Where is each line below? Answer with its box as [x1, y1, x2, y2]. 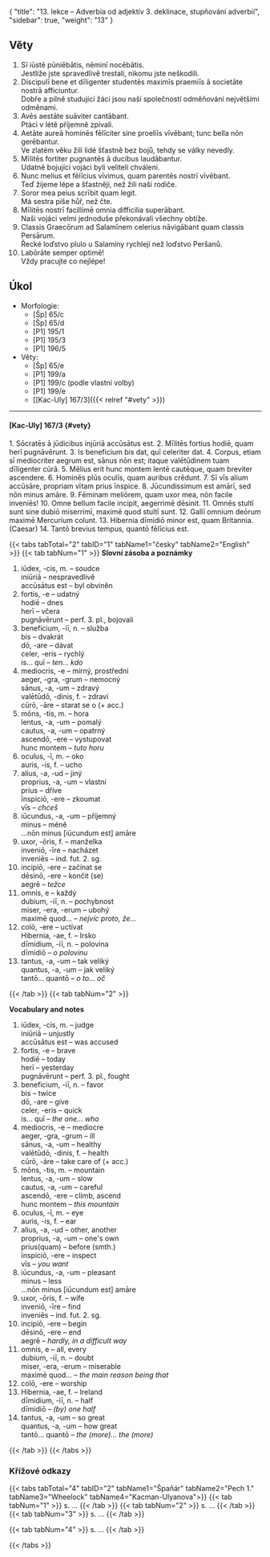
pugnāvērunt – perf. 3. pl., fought [20, 1071, 130, 1081]
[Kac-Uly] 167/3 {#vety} [9, 421, 91, 431]
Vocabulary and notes [9, 1004, 85, 1014]
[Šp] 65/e [32, 361, 65, 370]
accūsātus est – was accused [20, 1036, 119, 1047]
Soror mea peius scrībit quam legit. [20, 188, 137, 198]
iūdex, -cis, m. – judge [20, 1020, 95, 1029]
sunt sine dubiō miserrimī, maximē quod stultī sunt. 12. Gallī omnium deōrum [9, 506, 261, 517]
